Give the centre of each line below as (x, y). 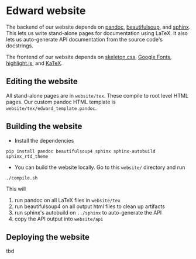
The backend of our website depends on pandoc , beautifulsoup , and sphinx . (98, 27)
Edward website (46, 11)
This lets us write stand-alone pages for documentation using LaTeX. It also (97, 33)
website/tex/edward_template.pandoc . (51, 108)
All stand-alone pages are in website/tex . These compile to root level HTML (97, 95)
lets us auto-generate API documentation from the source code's (85, 39)
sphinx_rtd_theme (27, 156)
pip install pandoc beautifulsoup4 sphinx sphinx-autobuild (81, 151)
